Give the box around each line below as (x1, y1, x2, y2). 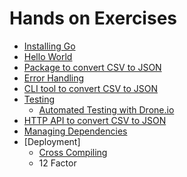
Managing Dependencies (23, 125, 128, 137)
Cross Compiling (38, 146, 108, 158)
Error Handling (23, 72, 85, 84)
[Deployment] (23, 135, 81, 147)
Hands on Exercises (9, 7, 177, 30)
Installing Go (23, 40, 76, 52)
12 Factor (38, 157, 77, 169)
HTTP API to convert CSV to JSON (23, 114, 167, 126)
